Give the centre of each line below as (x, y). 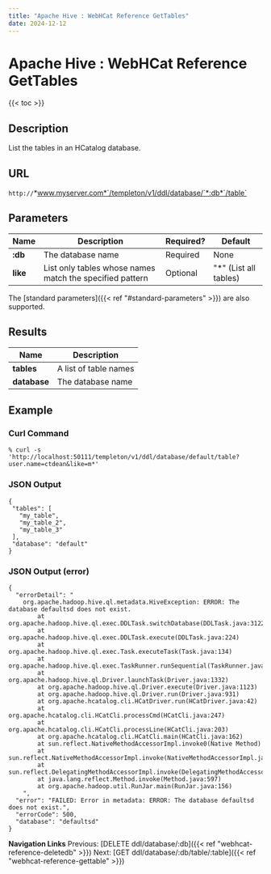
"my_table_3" (41, 530)
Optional (181, 273)
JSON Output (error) (49, 571)
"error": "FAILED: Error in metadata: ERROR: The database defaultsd (135, 800)
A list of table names (96, 368)
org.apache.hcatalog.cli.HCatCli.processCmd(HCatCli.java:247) (117, 715)
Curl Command (39, 433)
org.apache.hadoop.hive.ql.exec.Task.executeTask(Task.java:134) (120, 651)
